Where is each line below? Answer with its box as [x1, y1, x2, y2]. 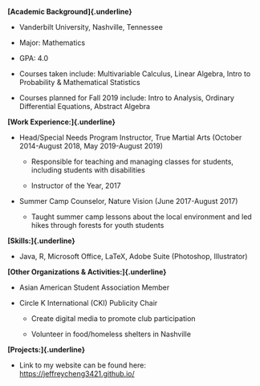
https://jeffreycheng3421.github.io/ [18, 369, 136, 378]
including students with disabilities [30, 165, 145, 175]
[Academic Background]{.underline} [7, 7, 132, 16]
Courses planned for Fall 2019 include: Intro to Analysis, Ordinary [18, 93, 234, 103]
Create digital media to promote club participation [30, 314, 196, 323]
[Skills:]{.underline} [7, 236, 75, 246]
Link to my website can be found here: [18, 360, 146, 370]
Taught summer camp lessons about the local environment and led [30, 212, 252, 221]
